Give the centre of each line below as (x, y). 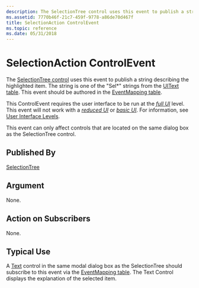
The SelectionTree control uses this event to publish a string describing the (98, 80)
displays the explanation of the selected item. (62, 278)
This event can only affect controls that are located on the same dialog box (97, 128)
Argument (25, 186)
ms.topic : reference (32, 28)
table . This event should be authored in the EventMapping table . (84, 92)
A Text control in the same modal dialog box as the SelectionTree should (94, 266)
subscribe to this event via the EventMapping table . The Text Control (90, 272)
